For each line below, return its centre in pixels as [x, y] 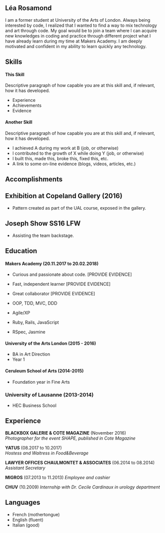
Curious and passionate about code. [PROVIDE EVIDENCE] [72, 274]
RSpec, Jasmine [29, 332]
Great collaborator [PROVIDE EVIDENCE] [54, 294]
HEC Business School [34, 405]
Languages [23, 503]
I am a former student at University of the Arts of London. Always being [78, 20]
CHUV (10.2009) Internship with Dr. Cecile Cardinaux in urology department [82, 487]
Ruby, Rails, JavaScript [36, 322]
